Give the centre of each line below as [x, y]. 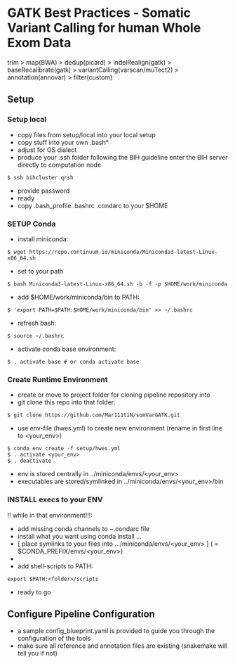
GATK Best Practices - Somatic [99, 13]
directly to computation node [59, 165]
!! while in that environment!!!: [50, 515]
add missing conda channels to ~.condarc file [83, 528]
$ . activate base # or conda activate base [73, 362]
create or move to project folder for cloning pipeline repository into [114, 395]
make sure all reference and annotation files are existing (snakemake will [122, 646]
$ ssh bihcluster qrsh [40, 177]
